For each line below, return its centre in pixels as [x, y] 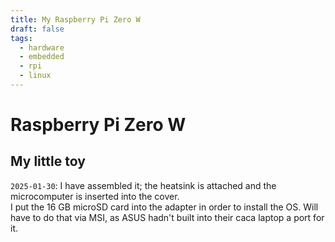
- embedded [42, 57]
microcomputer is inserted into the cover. [95, 196]
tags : [21, 38]
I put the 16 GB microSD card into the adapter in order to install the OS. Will [164, 207]
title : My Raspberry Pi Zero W [75, 19]
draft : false [37, 29]
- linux [35, 76]
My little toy [48, 161]
